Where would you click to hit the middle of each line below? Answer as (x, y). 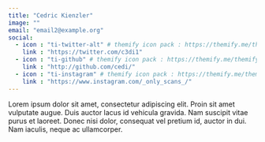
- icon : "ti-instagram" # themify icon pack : (95, 74)
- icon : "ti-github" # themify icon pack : (90, 60)
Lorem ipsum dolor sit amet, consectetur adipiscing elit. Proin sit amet (121, 104)
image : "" (24, 23)
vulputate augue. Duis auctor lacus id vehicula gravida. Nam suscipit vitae (128, 112)
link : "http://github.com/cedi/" (79, 67)
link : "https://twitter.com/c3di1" (83, 52)
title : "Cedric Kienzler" (50, 15)
